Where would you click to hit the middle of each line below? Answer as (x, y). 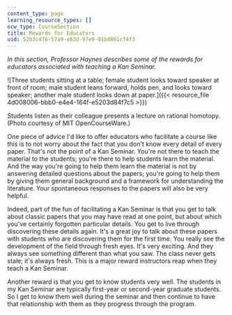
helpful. (18, 196)
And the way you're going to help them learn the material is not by (102, 166)
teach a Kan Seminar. (38, 268)
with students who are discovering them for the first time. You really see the (116, 239)
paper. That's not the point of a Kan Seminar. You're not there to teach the (113, 152)
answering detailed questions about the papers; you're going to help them (114, 174)
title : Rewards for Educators (51, 33)
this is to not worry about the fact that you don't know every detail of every (115, 144)
